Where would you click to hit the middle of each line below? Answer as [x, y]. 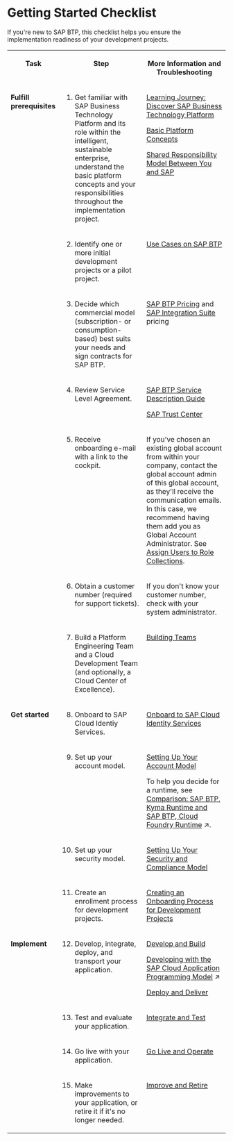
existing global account [184, 448]
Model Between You [179, 163]
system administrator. [181, 612]
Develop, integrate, [105, 944]
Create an [90, 892]
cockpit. [88, 465]
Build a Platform [100, 637]
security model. [100, 858]
